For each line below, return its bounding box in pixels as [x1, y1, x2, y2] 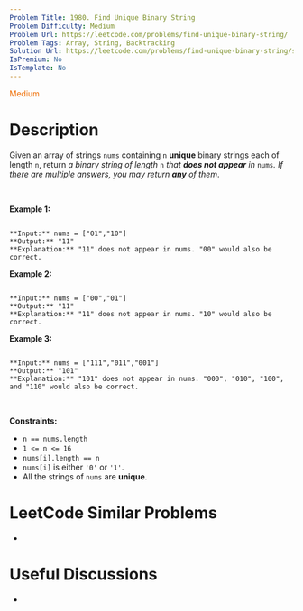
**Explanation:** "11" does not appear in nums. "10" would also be [9, 309, 272, 318]
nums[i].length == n [22, 453, 100, 462]
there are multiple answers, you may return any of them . [9, 169, 220, 179]
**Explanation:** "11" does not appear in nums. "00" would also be [9, 244, 272, 253]
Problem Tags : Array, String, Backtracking [9, 38, 176, 48]
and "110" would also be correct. [9, 382, 140, 391]
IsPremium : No [9, 55, 63, 64]
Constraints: [9, 415, 58, 426]
